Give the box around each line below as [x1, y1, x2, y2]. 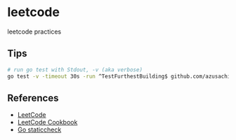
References [7, 92, 59, 104]
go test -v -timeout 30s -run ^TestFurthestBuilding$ [7, 73, 169, 80]
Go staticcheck [17, 125, 62, 134]
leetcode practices [7, 27, 62, 36]
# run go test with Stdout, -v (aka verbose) [7, 66, 143, 73]
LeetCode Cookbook [17, 118, 78, 127]
